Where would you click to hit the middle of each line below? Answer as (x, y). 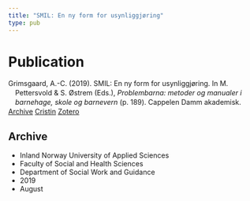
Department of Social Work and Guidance (87, 172)
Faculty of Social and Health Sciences (81, 163)
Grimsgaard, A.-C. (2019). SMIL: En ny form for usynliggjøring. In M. (118, 84)
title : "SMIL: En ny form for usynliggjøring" (86, 15)
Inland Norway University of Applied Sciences (94, 155)
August (31, 188)
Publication (46, 62)
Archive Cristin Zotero (44, 112)
